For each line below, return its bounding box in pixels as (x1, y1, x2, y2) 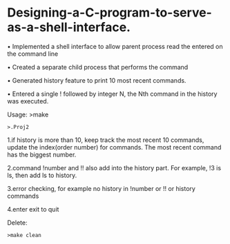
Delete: (7, 218, 28, 227)
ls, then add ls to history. (7, 171, 77, 179)
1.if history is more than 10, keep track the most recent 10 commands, (7, 136, 204, 144)
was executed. (7, 96, 49, 105)
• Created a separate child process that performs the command (7, 63, 189, 71)
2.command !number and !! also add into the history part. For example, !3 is (7, 163, 222, 172)
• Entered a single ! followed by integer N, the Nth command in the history (7, 90, 218, 98)
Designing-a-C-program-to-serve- (7, 5, 212, 21)
